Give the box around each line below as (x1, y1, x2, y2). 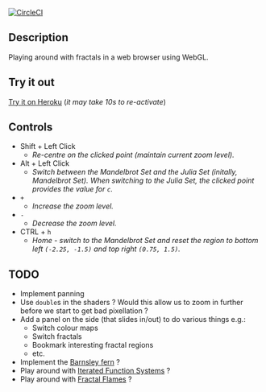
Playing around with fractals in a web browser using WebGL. (8, 52, 209, 62)
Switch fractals (31, 332, 82, 341)
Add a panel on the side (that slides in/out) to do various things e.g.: (19, 315, 246, 324)
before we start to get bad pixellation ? (19, 306, 148, 316)
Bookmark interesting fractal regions (31, 340, 154, 350)
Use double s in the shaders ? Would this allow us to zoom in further (19, 298, 243, 307)
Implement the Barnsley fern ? (19, 357, 121, 367)
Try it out (8, 76, 55, 89)
